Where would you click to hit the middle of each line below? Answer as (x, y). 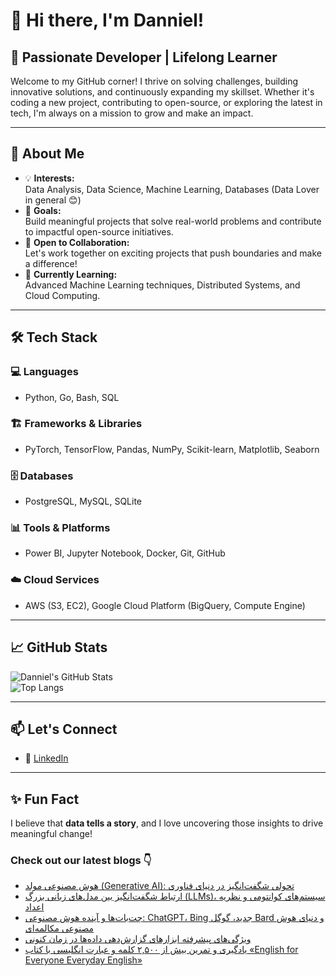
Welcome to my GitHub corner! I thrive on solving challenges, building (154, 81)
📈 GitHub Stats (59, 647)
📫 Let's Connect (64, 729)
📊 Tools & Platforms (60, 528)
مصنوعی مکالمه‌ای (59, 928)
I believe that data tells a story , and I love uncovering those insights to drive (167, 823)
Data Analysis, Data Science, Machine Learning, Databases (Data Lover (172, 189)
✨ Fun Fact (45, 799)
